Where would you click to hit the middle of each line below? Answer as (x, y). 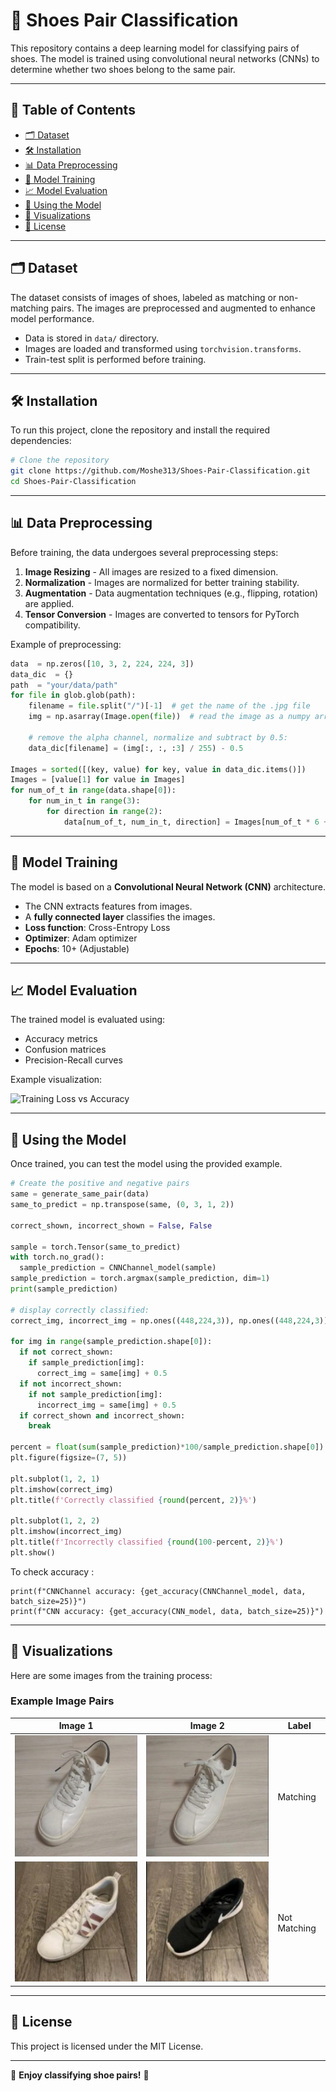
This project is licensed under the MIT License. (107, 2046)
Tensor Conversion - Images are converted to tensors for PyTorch (162, 614)
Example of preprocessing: (66, 644)
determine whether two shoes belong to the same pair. (123, 69)
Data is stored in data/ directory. (91, 338)
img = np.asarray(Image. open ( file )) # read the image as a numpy (169, 717)
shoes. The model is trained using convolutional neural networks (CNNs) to (165, 58)
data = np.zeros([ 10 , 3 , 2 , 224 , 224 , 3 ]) (102, 664)
